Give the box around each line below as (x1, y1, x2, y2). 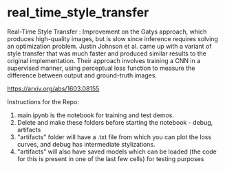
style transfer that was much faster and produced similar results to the (7, 49, 206, 58)
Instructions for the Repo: (7, 97, 79, 106)
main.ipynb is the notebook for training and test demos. (17, 111, 174, 119)
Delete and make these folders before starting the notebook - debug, (17, 118, 213, 126)
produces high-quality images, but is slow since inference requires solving (7, 34, 219, 42)
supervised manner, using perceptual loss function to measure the (7, 64, 195, 72)
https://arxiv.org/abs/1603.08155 (7, 84, 100, 93)
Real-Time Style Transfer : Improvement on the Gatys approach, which (7, 27, 207, 36)
